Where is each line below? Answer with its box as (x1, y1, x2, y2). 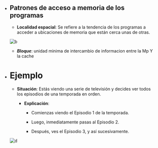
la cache (16, 53, 34, 59)
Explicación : (24, 100, 50, 106)
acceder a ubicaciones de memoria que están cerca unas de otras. (16, 29, 150, 35)
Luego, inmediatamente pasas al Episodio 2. (31, 119, 119, 125)
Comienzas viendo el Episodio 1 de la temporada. (31, 109, 129, 115)
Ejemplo (9, 70, 43, 81)
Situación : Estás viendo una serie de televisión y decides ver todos (16, 86, 151, 92)
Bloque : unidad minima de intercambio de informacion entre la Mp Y (16, 48, 153, 54)
